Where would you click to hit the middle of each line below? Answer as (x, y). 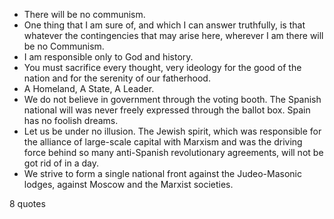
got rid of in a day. (61, 163)
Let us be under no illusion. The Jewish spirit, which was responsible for (172, 131)
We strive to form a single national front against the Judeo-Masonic (162, 173)
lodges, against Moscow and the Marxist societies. (128, 184)
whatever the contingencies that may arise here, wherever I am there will (173, 35)
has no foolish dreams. (71, 120)
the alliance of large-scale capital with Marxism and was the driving (163, 142)
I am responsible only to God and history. (108, 57)
